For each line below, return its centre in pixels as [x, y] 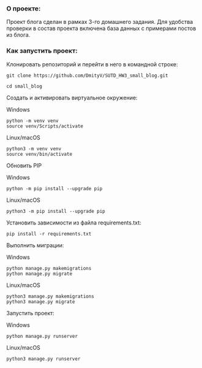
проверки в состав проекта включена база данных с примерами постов [101, 28]
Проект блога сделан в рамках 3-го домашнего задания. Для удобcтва [100, 22]
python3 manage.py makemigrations [50, 296]
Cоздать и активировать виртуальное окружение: [72, 98]
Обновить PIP [24, 165]
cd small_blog [24, 86]
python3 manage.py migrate [41, 302]
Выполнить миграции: [35, 245]
